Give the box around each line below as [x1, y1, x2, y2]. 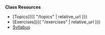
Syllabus [12, 24, 30, 30]
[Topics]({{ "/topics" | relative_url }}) [12, 14, 87, 19]
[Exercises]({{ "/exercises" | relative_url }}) [12, 19, 101, 25]
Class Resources [5, 4, 41, 10]
